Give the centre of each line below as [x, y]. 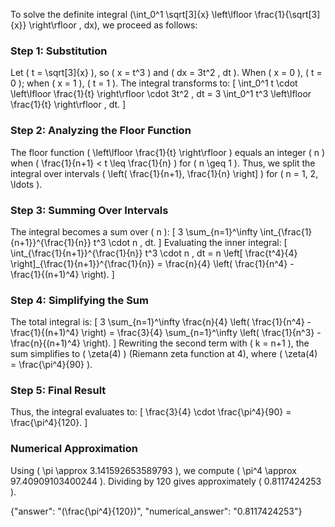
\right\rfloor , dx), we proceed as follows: [113, 25]
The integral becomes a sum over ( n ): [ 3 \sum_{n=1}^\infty [134, 231]
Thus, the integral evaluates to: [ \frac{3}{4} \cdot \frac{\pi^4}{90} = [151, 412]
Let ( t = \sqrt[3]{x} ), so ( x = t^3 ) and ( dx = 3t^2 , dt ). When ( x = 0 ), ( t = [166, 73]
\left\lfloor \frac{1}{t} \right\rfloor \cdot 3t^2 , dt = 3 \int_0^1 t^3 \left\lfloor [161, 94]
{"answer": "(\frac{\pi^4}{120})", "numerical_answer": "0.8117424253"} [156, 511]
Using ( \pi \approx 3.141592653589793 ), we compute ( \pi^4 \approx [153, 470]
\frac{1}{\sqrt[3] [287, 14]
